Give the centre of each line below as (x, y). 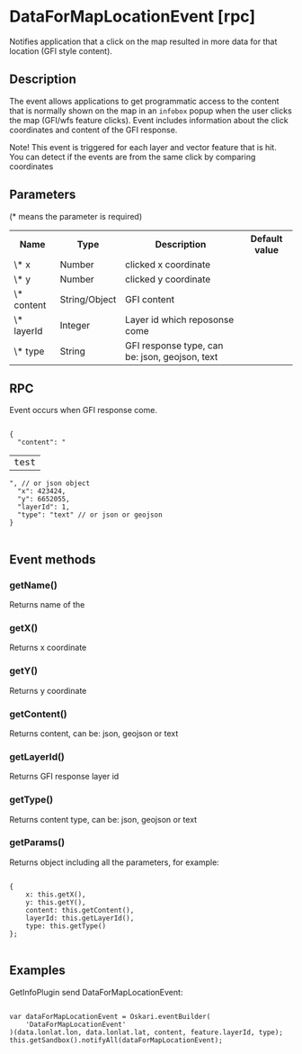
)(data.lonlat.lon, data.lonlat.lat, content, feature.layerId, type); (146, 1032)
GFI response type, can (174, 346)
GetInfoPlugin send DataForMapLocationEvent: (96, 992)
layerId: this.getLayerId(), (80, 918)
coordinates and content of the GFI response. (93, 130)
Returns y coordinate (48, 690)
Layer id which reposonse (180, 320)
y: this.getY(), (56, 902)
